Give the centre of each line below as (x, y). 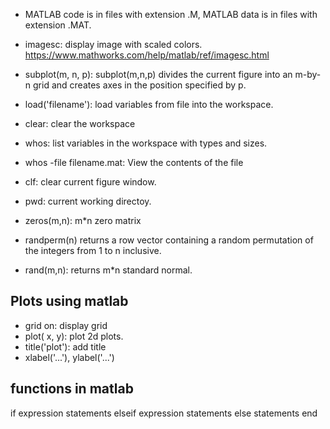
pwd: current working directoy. (88, 201)
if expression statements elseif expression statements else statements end (164, 413)
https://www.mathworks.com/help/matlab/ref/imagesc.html (147, 55)
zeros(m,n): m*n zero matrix (83, 220)
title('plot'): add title (65, 346)
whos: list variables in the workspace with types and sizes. (146, 143)
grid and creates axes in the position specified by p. (140, 85)
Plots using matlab (69, 301)
